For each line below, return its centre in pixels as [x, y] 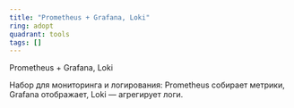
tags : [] [26, 42]
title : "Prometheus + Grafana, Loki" [80, 17]
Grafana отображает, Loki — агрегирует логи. [96, 95]
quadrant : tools [39, 34]
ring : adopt [31, 26]
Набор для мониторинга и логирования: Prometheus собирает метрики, [147, 85]
